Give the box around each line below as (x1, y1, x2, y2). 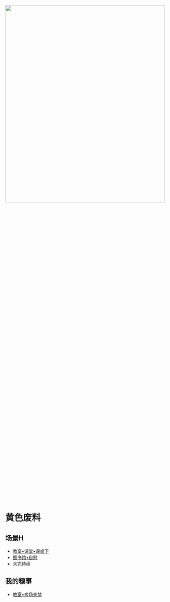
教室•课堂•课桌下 (12, 548, 49, 554)
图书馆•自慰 (12, 554, 38, 561)
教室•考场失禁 (12, 591, 42, 597)
